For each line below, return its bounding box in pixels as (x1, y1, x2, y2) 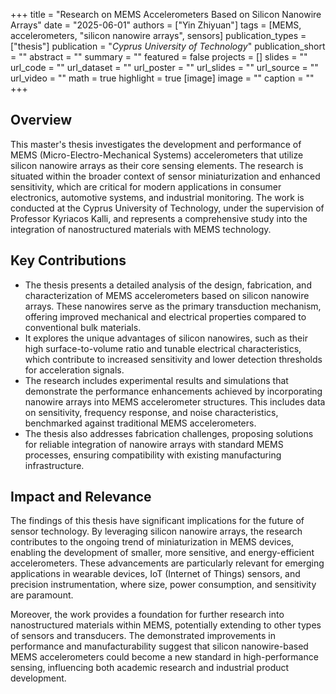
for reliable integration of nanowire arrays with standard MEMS (24, 438, 284, 450)
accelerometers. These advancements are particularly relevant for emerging (10, 557, 325, 569)
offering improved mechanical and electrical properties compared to (24, 310, 307, 323)
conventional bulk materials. (24, 321, 142, 333)
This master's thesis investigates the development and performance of (10, 138, 302, 150)
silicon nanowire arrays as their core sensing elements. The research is (10, 159, 304, 171)
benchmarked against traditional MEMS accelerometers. (24, 417, 257, 429)
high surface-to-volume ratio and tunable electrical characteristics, (24, 342, 302, 354)
